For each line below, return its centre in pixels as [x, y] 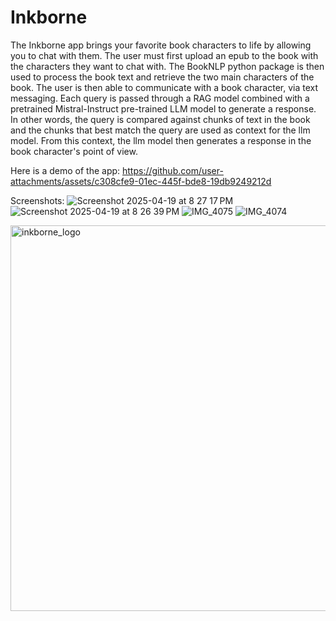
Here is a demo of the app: [65, 170]
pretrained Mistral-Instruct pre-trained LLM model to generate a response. [163, 108]
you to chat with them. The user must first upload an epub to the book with [164, 55]
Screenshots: [37, 200]
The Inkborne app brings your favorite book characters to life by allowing [161, 45]
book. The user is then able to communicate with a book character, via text [164, 87]
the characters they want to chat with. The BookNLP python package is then [167, 66]
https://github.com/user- [173, 170]
